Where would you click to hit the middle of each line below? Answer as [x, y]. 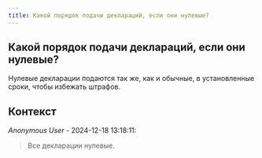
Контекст [32, 111]
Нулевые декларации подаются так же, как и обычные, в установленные [131, 79]
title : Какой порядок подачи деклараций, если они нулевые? [109, 15]
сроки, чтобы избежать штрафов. [64, 86]
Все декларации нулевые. [71, 145]
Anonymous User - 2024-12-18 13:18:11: [72, 130]
